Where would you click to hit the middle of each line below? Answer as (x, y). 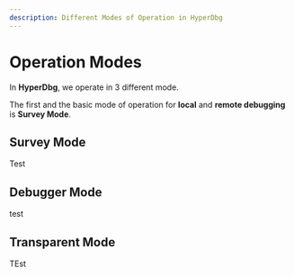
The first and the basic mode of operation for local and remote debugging (147, 104)
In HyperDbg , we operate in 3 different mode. (94, 87)
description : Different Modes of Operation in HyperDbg (116, 18)
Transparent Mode (62, 242)
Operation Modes (76, 62)
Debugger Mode (56, 192)
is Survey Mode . (40, 114)
